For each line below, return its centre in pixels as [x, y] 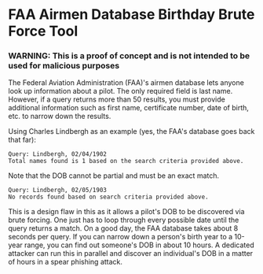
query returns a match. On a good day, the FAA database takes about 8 [123, 228]
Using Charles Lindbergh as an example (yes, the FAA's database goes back [131, 131]
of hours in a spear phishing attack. [66, 262]
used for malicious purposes [64, 66]
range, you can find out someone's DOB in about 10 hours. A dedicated [139, 245]
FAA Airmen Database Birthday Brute [131, 15]
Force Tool [43, 31]
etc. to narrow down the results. [60, 117]
